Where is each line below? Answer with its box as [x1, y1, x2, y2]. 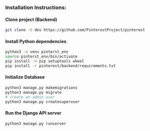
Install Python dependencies [5, 38, 67, 44]
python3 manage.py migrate [5, 89, 62, 95]
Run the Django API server [5, 110, 62, 116]
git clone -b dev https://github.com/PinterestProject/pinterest [5, 27, 145, 32]
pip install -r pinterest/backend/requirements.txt [5, 63, 116, 68]
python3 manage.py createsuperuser [5, 99, 80, 104]
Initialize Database [5, 74, 45, 80]
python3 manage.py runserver [5, 121, 66, 126]
